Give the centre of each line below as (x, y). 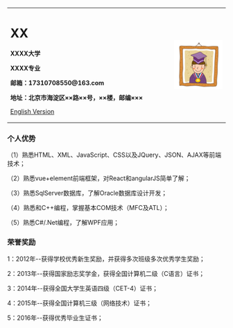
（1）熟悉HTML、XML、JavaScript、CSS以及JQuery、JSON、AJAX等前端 (114, 155)
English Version (32, 111)
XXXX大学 (25, 53)
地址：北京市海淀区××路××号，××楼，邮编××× (77, 97)
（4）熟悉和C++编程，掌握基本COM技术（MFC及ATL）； (88, 208)
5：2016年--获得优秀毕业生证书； (55, 318)
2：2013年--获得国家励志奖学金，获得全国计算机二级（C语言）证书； (106, 273)
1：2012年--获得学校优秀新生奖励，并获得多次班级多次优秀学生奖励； (106, 259)
